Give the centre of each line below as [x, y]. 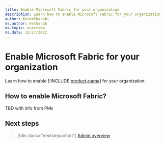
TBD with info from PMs [29, 108]
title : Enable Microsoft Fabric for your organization [62, 10]
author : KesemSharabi [27, 19]
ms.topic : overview [25, 28]
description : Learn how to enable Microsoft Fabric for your [69, 14]
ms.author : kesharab [26, 23]
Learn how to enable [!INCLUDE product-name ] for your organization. [75, 81]
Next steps [22, 124]
